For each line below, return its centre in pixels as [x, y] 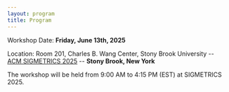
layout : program [31, 14]
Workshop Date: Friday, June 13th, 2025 [66, 40]
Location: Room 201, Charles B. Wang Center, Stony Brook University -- [111, 54]
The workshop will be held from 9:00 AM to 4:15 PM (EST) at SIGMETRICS [115, 75]
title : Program [30, 20]
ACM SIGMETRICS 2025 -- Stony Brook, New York [81, 61]
